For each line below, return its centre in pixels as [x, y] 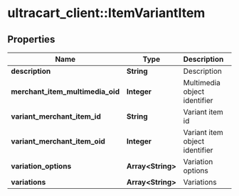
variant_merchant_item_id [56, 116]
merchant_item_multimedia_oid [65, 92]
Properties [31, 39]
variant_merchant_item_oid [58, 141]
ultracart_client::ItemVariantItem [106, 13]
